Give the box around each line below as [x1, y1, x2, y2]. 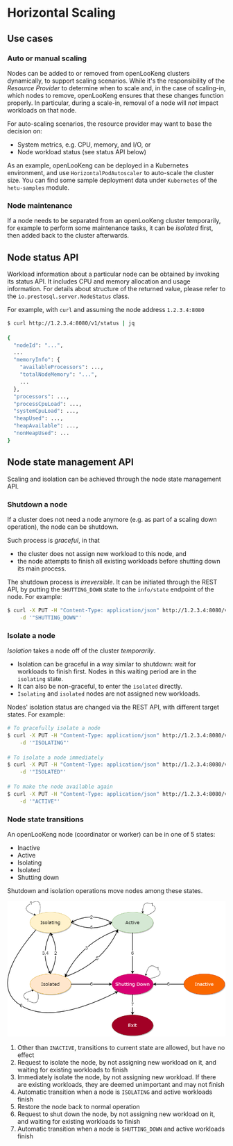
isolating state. [17, 675, 64, 683]
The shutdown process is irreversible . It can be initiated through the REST [7, 578, 218, 586]
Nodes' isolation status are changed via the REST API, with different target [7, 703, 220, 712]
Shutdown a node [7, 499, 68, 509]
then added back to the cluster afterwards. [7, 231, 130, 240]
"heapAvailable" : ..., [13, 423, 79, 429]
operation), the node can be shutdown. [7, 523, 119, 531]
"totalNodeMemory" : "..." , [19, 371, 98, 378]
